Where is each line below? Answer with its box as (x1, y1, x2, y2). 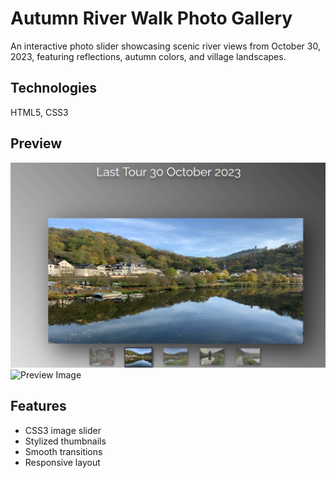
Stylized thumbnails (24, 435, 107, 447)
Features (10, 398, 67, 415)
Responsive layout (24, 456, 101, 468)
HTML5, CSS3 (10, 106, 69, 118)
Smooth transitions (24, 445, 103, 457)
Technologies (10, 80, 98, 97)
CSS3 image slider (24, 424, 102, 436)
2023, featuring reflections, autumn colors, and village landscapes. (10, 50, 287, 62)
